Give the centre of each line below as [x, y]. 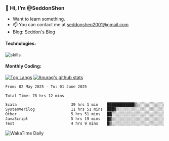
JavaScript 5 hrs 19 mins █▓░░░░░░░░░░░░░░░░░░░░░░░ [85, 119]
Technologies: [21, 43]
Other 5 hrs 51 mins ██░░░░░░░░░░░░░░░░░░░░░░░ [85, 114]
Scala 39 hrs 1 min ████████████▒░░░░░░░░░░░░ [85, 105]
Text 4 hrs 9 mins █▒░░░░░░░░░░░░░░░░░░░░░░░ [85, 123]
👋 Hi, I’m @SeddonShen [35, 8]
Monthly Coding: [23, 66]
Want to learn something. [39, 19]
